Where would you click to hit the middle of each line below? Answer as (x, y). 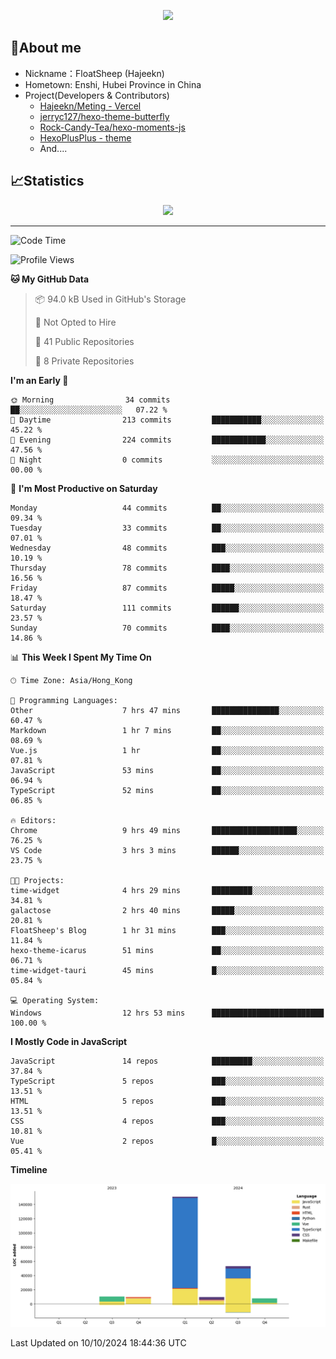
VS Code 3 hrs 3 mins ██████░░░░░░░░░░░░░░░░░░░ (167, 850)
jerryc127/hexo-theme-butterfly (104, 116)
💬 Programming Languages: (64, 700)
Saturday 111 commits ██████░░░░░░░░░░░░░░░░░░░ (167, 608)
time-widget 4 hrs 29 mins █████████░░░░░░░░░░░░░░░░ (167, 890)
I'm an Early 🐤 (39, 380)
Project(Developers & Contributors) (97, 95)
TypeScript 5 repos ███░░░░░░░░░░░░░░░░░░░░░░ (167, 1081)
